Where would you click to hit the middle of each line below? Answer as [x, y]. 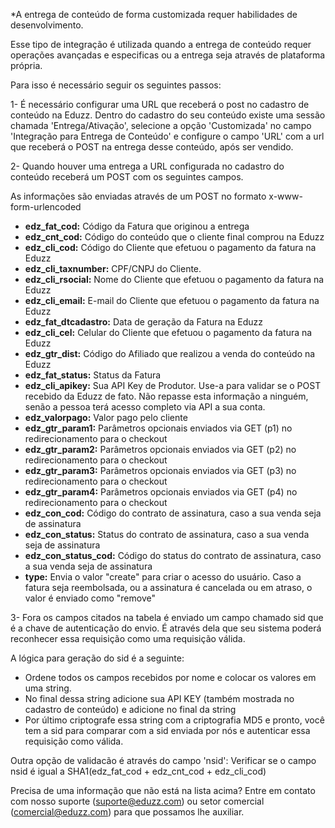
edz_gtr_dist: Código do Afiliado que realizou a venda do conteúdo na [170, 353]
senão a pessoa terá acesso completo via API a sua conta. [145, 407]
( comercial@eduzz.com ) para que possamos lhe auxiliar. [127, 812]
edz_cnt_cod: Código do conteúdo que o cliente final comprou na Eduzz [174, 237]
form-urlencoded [46, 207]
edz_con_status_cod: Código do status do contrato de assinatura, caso [173, 555]
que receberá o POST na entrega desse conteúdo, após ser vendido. [152, 147]
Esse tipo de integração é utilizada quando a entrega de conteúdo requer [161, 44]
